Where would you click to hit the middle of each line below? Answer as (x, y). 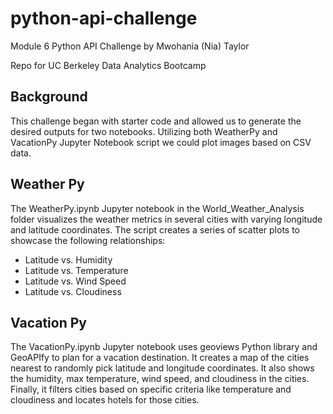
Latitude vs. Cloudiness (73, 291)
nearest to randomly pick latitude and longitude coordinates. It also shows (162, 368)
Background (49, 97)
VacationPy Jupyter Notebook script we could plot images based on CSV (161, 142)
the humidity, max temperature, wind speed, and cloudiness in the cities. (160, 379)
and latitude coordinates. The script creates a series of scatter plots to (155, 229)
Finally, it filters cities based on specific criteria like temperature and (151, 389)
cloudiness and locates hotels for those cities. (105, 400)
